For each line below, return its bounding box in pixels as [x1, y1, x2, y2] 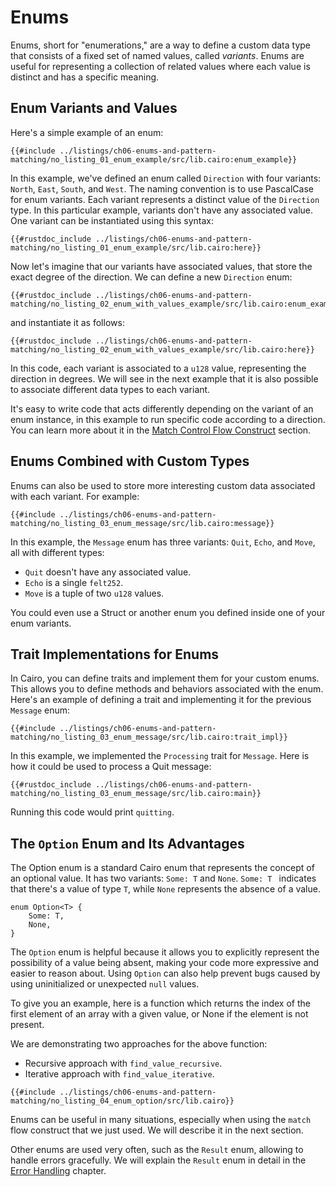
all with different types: [10, 546, 105, 558]
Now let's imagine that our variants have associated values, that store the [10, 260, 313, 272]
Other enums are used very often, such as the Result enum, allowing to [10, 1144, 304, 1156]
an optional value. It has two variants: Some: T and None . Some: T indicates [10, 872, 317, 885]
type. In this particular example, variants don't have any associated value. [10, 204, 314, 216]
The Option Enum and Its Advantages [10, 835, 245, 852]
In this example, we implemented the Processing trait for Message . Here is [10, 750, 310, 762]
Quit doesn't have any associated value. [24, 566, 192, 578]
